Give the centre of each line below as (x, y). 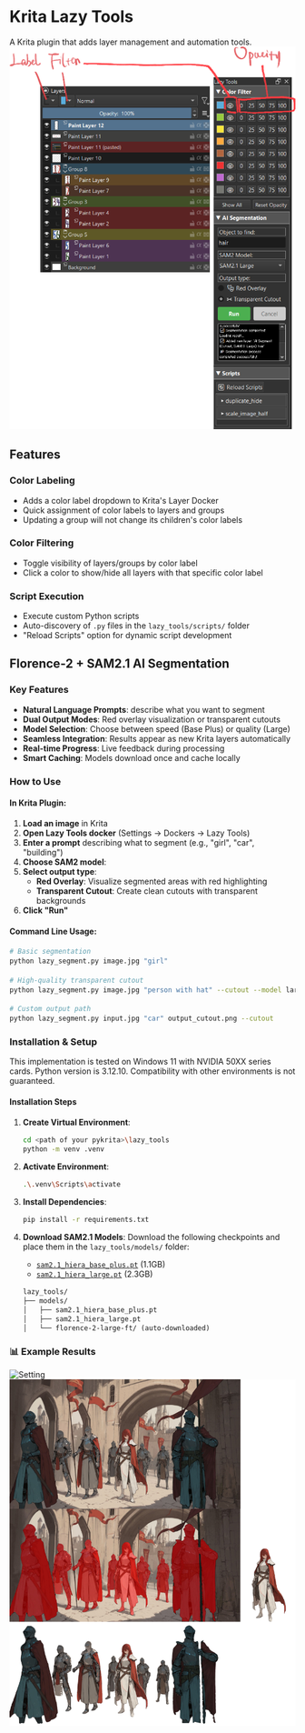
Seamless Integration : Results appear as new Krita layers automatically (157, 738)
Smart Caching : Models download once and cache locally (131, 757)
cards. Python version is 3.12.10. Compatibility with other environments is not (152, 1071)
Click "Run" (45, 910)
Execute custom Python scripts (81, 616)
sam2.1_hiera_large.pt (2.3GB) (94, 1274)
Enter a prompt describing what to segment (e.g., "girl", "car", (138, 842)
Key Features (39, 690)
